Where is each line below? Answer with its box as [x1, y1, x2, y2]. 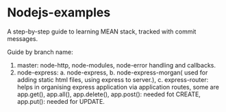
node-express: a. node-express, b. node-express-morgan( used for [16, 68, 208, 76]
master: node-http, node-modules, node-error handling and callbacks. [16, 61, 216, 69]
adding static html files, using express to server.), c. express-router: [16, 75, 209, 83]
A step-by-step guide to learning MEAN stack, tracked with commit [7, 27, 197, 36]
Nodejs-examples [7, 5, 111, 20]
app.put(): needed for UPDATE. [16, 97, 105, 105]
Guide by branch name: [7, 48, 73, 56]
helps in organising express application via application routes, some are [16, 83, 219, 91]
